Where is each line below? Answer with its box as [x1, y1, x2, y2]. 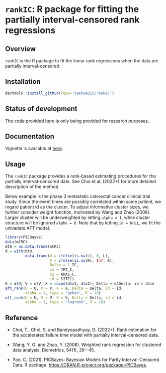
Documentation [5, 132, 55, 141]
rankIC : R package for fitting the [5, 3, 139, 15]
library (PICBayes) [5, 235, 43, 240]
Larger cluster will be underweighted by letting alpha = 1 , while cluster [5, 214, 151, 220]
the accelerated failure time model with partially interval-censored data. [12, 332, 159, 338]
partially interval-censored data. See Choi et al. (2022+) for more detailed [5, 179, 156, 185]
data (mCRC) [5, 239, 28, 244]
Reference [5, 313, 38, 322]
